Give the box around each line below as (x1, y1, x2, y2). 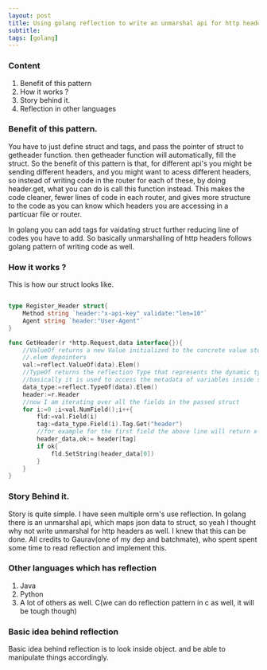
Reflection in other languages (19, 104, 117, 113)
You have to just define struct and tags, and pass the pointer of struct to (8, 141, 244, 151)
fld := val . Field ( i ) (37, 413, 98, 421)
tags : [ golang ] (8, 33, 59, 42)
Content (8, 61, 41, 72)
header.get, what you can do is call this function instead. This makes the (8, 184, 245, 194)
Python (19, 589, 44, 598)
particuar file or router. (8, 209, 82, 219)
